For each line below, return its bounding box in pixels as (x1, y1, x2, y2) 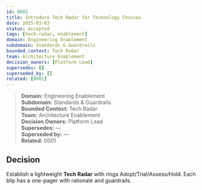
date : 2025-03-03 (6, 20, 50, 26)
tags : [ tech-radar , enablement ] (6, 31, 87, 37)
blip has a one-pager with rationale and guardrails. (6, 177, 132, 184)
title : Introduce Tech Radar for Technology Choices (6, 14, 142, 20)
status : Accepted (6, 25, 50, 32)
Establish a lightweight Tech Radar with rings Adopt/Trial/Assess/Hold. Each (6, 170, 196, 177)
